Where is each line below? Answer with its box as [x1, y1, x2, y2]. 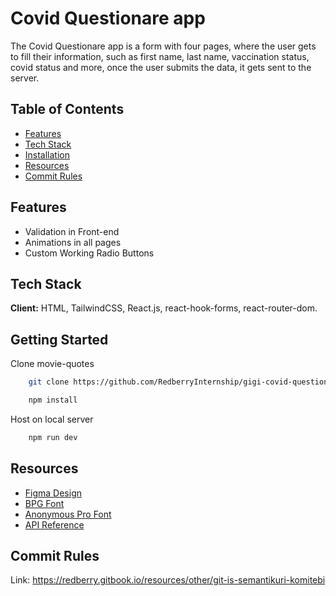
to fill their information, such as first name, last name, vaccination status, [10, 50, 310, 62]
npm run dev [28, 432, 78, 442]
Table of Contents [10, 101, 125, 118]
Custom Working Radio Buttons [24, 247, 155, 259]
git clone [28, 377, 70, 387]
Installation [24, 148, 71, 161]
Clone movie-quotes [10, 358, 95, 370]
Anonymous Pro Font [24, 508, 112, 520]
